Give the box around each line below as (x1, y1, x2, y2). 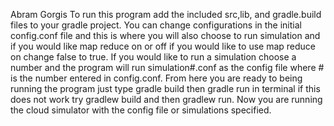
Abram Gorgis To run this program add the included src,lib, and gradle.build (10, 9, 322, 20)
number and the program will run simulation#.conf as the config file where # (10, 62, 325, 73)
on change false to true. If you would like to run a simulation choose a (10, 51, 297, 63)
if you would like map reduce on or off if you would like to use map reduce (10, 40, 317, 52)
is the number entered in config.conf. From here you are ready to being (10, 72, 303, 84)
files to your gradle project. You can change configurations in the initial (10, 19, 302, 31)
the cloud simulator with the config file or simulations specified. (10, 104, 272, 116)
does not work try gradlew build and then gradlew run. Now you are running (10, 94, 323, 105)
